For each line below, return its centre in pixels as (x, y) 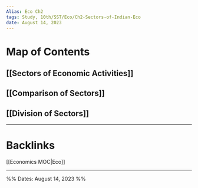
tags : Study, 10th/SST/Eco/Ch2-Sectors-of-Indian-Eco (74, 17)
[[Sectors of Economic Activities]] (70, 73)
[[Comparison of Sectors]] (55, 93)
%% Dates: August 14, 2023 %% (46, 179)
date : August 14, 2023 (34, 22)
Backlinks (31, 146)
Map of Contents (48, 52)
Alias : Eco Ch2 (25, 11)
